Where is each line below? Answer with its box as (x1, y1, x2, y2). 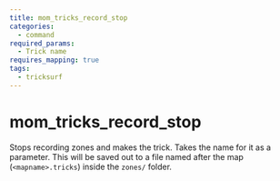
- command (17, 30, 55, 39)
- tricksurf (17, 73, 64, 82)
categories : (9, 22, 55, 31)
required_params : (9, 38, 75, 48)
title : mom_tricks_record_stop (9, 13, 128, 23)
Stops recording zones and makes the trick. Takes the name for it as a (9, 142, 271, 153)
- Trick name (17, 47, 67, 56)
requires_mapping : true (9, 55, 100, 65)
